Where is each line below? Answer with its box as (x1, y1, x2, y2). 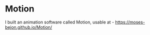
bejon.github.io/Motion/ (5, 24, 53, 30)
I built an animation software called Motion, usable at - (5, 19, 114, 25)
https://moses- (115, 19, 145, 25)
